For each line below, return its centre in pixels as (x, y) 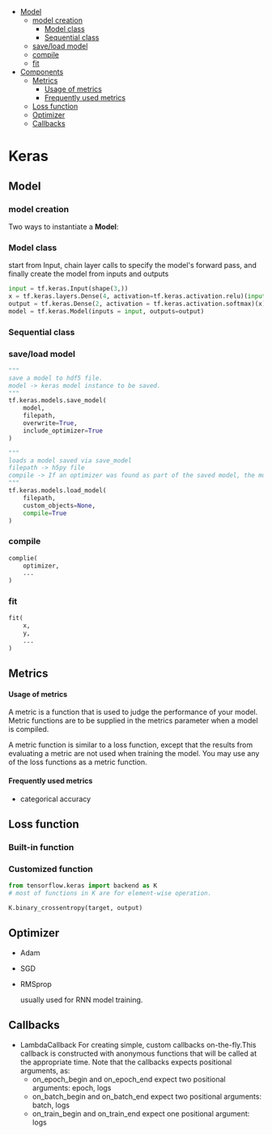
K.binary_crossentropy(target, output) (76, 908)
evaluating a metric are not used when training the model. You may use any (134, 754)
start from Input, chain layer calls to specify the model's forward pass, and (132, 266)
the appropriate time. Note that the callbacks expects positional (126, 1062)
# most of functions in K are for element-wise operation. (110, 894)
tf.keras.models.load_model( (57, 491)
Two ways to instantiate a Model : (64, 227)
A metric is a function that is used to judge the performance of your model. (133, 712)
